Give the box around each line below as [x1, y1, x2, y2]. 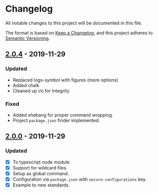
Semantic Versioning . [5, 35, 50, 41]
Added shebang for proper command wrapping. [12, 112, 114, 118]
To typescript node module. [12, 159, 71, 165]
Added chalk [12, 82, 40, 88]
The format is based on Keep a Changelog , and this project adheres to [5, 30, 153, 36]
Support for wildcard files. [12, 164, 68, 171]
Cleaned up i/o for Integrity [12, 88, 70, 94]
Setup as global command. [12, 170, 69, 176]
